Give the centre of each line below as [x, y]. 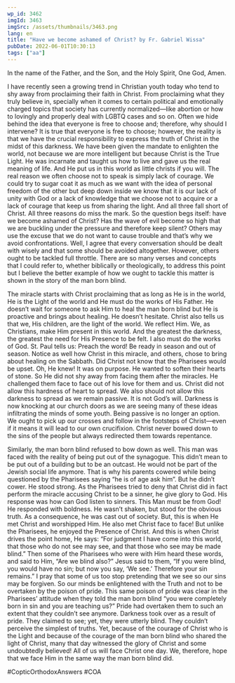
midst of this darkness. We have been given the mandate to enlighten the [113, 146]
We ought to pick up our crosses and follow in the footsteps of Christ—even [117, 420]
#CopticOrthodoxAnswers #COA [54, 672]
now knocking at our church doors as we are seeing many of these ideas [112, 406]
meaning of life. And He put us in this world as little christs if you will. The [113, 168]
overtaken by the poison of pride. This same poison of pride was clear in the [117, 591]
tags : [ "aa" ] [26, 53]
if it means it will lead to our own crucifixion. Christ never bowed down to [113, 428]
